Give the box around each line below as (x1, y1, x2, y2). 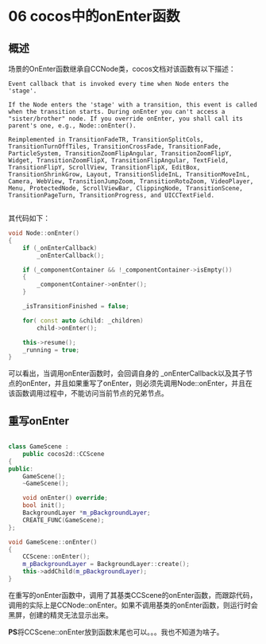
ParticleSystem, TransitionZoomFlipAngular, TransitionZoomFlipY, (8, 150, 233, 158)
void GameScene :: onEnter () (8, 538, 98, 546)
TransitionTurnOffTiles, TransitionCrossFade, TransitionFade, (8, 142, 222, 150)
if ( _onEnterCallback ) (22, 244, 98, 252)
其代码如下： (8, 213, 50, 223)
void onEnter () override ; (22, 494, 109, 502)
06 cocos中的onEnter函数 (8, 7, 180, 25)
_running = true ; (22, 345, 80, 354)
